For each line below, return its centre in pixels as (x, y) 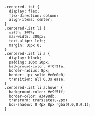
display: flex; (24, 11)
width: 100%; (22, 33)
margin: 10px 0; (25, 45)
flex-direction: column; (34, 16)
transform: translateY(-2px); (39, 100)
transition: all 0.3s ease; (37, 79)
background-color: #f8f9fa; (37, 66)
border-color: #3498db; (33, 96)
